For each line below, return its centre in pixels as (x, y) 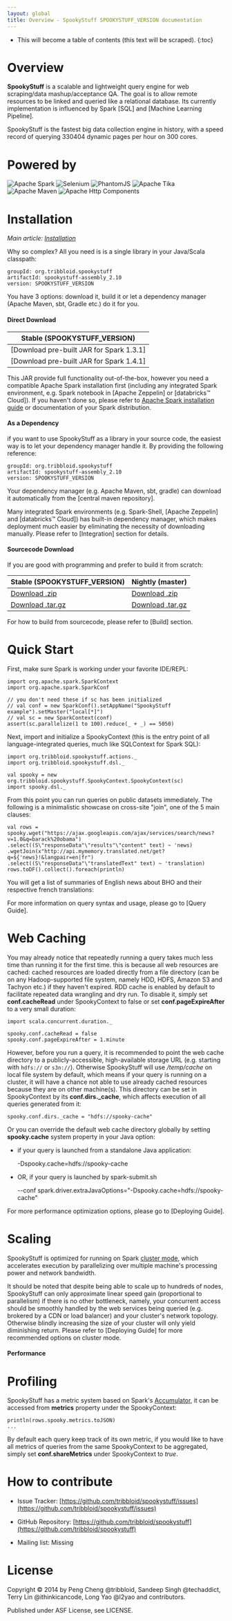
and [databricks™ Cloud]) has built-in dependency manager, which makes (112, 518)
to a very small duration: (41, 1009)
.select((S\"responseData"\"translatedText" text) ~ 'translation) (106, 863)
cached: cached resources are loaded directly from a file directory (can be (113, 972)
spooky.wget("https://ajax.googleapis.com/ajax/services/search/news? (111, 833)
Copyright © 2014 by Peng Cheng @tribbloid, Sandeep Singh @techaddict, (114, 1590)
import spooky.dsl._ (37, 787)
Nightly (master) (159, 581)
